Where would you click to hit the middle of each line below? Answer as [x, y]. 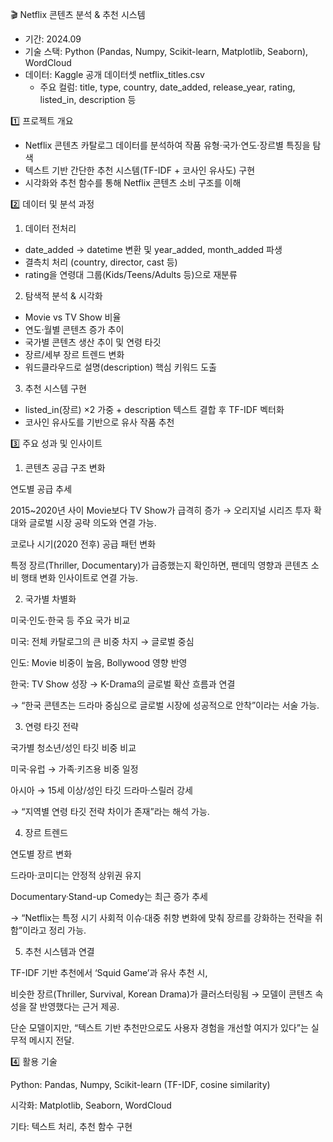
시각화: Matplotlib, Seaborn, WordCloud [91, 1105]
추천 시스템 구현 [55, 388]
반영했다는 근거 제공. [79, 1006]
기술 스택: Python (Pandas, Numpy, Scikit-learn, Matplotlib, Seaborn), [166, 51]
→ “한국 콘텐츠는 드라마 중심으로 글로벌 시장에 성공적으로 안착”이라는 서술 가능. [165, 705]
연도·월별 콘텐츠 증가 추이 [74, 329]
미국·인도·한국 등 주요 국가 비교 [70, 620]
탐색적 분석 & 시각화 [63, 296]
